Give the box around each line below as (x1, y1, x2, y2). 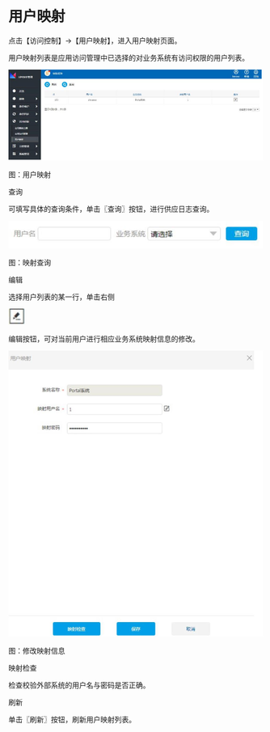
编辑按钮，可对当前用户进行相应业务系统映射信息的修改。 (8, 334, 200, 344)
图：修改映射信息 (8, 646, 65, 656)
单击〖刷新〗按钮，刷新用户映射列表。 (8, 715, 136, 725)
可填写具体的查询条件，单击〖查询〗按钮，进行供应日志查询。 (8, 204, 214, 214)
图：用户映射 (8, 169, 51, 179)
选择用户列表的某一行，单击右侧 (8, 292, 115, 302)
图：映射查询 (8, 258, 51, 268)
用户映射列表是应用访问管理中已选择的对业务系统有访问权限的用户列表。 (8, 53, 249, 62)
